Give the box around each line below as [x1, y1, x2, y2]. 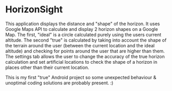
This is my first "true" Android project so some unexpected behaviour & [5, 74, 157, 80]
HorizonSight [5, 4, 63, 15]
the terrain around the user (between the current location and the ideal [5, 42, 155, 48]
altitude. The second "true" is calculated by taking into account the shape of [5, 37, 167, 43]
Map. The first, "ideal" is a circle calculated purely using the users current [5, 31, 162, 38]
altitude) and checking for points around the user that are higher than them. [5, 48, 165, 54]
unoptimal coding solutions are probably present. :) [5, 80, 114, 86]
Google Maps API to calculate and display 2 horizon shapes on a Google [5, 26, 158, 32]
